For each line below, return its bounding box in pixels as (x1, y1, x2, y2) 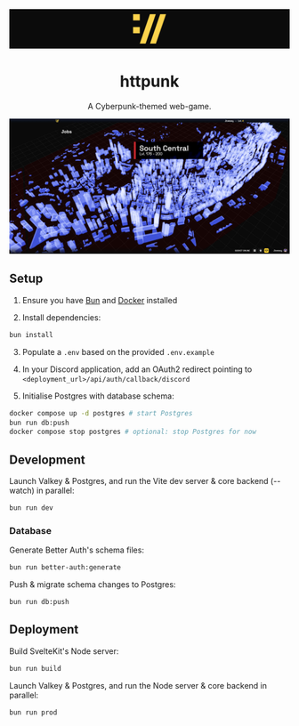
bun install (9, 330, 53, 339)
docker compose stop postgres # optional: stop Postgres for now (9, 427, 256, 437)
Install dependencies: (21, 311, 101, 323)
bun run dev (9, 504, 53, 512)
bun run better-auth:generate (9, 563, 122, 572)
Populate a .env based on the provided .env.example (21, 346, 215, 357)
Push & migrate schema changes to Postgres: (9, 579, 176, 590)
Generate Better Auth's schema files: (9, 544, 145, 555)
